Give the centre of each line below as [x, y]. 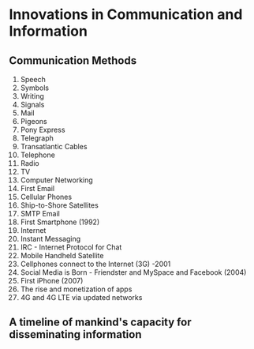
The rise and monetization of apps [76, 289]
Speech [33, 79]
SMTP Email [40, 214]
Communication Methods [73, 60]
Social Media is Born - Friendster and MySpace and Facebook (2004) [133, 272]
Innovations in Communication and [126, 15]
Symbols [35, 88]
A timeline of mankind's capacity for [100, 323]
